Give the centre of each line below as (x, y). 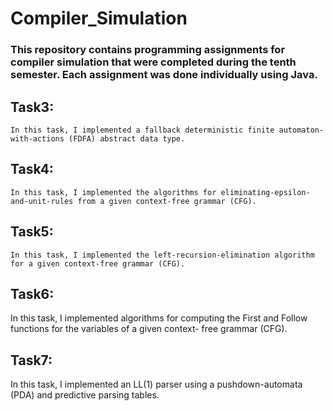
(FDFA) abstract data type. (127, 138)
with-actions (37, 138)
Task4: (32, 169)
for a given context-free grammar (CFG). (98, 263)
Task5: (32, 232)
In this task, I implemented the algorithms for (113, 192)
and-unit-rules (42, 201)
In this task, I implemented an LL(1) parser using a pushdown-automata (156, 384)
